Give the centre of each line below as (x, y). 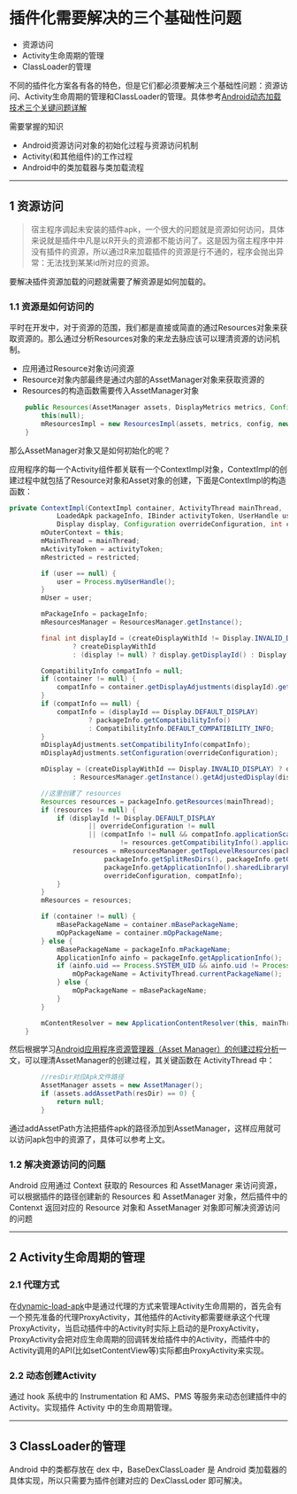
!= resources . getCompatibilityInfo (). (191, 843)
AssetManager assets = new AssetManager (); (122, 1085)
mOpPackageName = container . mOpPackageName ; (140, 933)
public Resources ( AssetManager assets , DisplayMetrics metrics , (146, 408)
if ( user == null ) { (79, 573)
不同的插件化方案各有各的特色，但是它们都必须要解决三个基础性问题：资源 (145, 85)
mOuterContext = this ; (83, 533)
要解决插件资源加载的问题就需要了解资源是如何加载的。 (110, 281)
